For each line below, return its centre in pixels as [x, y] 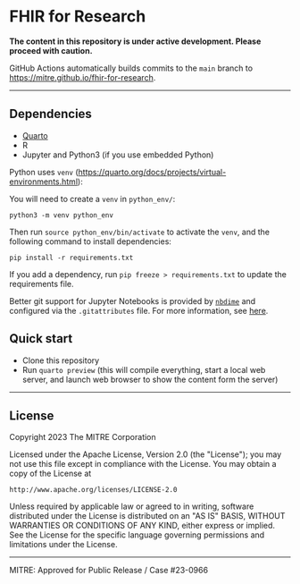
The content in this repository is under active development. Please [135, 41]
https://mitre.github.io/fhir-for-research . [83, 77]
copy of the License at [50, 474]
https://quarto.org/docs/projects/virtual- [152, 172]
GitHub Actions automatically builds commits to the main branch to [131, 68]
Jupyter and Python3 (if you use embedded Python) [118, 155]
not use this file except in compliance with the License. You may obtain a [143, 464]
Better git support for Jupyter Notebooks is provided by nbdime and [133, 300]
